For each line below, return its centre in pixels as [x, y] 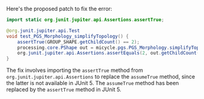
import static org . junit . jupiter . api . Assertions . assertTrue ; [85, 20]
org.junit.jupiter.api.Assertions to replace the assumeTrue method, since [101, 77]
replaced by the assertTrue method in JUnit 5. [64, 89]
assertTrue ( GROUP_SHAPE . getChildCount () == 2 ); [78, 42]
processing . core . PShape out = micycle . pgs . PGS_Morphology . [93, 48]
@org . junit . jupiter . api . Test [43, 30]
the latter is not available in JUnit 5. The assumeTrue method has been [93, 83]
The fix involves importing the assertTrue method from [75, 70]
